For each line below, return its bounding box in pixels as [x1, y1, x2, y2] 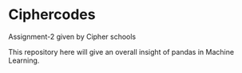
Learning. [8, 56, 40, 65]
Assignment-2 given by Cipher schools [8, 32, 137, 41]
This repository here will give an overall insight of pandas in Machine [8, 47, 234, 56]
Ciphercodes [8, 6, 96, 24]
